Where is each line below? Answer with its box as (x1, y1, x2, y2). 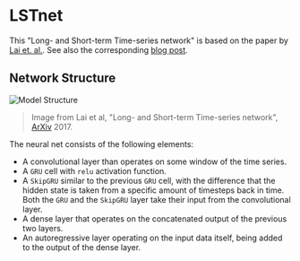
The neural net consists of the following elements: (9, 138, 194, 149)
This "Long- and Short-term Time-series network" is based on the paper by (9, 35, 289, 46)
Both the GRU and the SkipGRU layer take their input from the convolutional (21, 194, 291, 204)
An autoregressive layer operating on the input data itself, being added (21, 232, 283, 243)
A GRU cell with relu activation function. (21, 165, 167, 176)
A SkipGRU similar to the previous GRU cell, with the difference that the (21, 175, 276, 186)
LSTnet (9, 5, 64, 26)
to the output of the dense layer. (21, 241, 141, 252)
